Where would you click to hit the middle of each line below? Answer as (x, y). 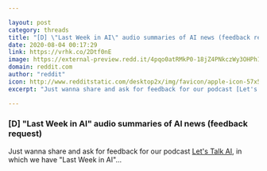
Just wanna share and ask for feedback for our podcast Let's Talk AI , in (125, 151)
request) (25, 134)
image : (19, 60)
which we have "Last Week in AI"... (65, 159)
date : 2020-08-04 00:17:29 (53, 45)
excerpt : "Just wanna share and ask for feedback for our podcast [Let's (133, 89)
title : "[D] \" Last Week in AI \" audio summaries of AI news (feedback (129, 37)
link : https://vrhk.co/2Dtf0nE (60, 52)
